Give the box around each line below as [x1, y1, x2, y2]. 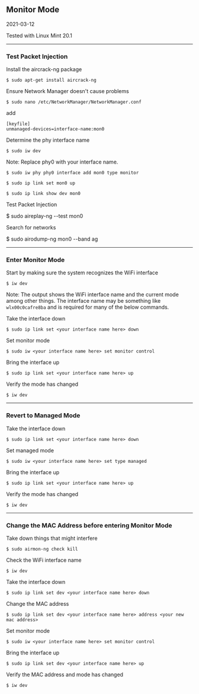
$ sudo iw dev [6, 148, 41, 154]
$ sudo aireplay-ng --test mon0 [6, 213, 84, 220]
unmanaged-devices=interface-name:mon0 [6, 126, 105, 132]
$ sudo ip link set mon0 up [6, 180, 76, 186]
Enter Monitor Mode [6, 256, 65, 264]
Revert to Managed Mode [6, 411, 81, 420]
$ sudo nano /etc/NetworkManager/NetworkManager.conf [6, 99, 142, 105]
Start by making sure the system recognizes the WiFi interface [6, 269, 159, 276]
